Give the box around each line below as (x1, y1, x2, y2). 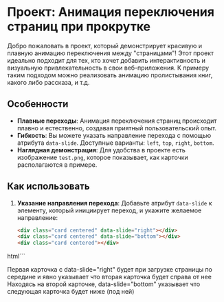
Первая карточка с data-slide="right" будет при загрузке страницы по (7, 265, 213, 274)
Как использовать (7, 181, 91, 192)
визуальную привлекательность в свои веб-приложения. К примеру (7, 63, 210, 72)
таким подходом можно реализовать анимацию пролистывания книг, (7, 70, 213, 79)
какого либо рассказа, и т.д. (7, 78, 90, 86)
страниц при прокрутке (7, 19, 151, 34)
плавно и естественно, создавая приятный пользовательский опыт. (16, 123, 217, 132)
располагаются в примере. (16, 160, 98, 169)
